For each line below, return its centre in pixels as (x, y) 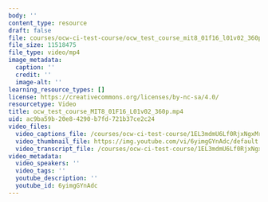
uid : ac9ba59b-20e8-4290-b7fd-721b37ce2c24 (82, 119)
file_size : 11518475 (43, 45)
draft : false (30, 30)
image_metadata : (35, 60)
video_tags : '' (41, 171)
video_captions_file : (51, 134)
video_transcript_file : (55, 149)
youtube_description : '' (57, 179)
